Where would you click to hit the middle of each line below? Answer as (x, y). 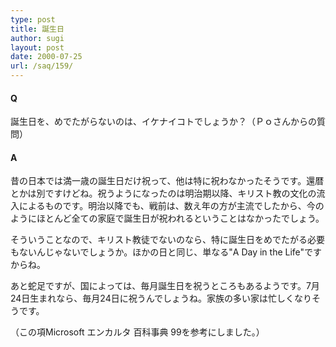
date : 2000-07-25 (46, 57)
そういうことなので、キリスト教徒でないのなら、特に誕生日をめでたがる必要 (168, 240)
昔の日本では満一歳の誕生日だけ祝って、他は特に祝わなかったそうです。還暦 (167, 181)
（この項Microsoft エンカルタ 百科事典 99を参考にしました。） (137, 332)
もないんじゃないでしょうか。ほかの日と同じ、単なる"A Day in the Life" (157, 252)
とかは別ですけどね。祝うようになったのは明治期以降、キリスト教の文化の (163, 193)
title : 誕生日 (37, 29)
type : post (33, 19)
